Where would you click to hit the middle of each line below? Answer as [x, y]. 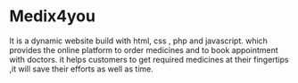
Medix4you [53, 16]
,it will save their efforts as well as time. [81, 69]
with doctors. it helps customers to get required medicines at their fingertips [149, 59]
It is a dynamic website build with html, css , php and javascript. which [138, 41]
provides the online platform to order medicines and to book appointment [144, 49]
